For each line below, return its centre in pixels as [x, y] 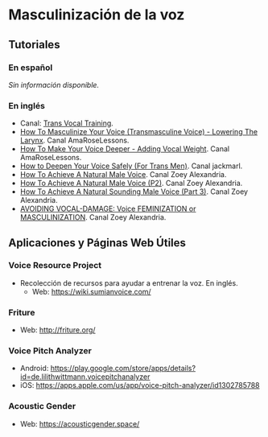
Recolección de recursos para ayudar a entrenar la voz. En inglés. [129, 282]
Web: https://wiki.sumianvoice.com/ [91, 291]
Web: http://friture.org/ [58, 330]
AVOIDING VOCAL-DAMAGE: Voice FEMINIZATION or [108, 209]
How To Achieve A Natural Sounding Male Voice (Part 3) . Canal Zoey [134, 192]
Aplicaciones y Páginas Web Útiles [97, 243]
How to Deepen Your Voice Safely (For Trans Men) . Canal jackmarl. [131, 166]
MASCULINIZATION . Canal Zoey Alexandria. [93, 217]
